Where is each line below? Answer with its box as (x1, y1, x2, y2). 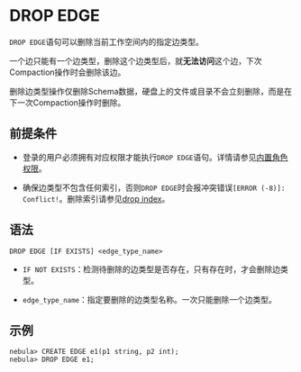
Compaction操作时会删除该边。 (9, 67, 126, 77)
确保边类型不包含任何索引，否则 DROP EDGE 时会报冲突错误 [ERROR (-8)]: (22, 182, 286, 193)
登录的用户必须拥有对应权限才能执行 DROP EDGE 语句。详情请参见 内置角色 (22, 151, 288, 162)
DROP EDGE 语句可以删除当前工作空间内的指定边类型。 (9, 36, 205, 47)
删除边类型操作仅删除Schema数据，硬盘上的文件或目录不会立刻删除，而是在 (9, 86, 293, 96)
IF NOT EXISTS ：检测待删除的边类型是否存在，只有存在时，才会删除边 (22, 263, 281, 275)
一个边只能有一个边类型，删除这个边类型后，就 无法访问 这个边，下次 (9, 55, 262, 66)
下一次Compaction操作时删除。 (9, 96, 126, 108)
